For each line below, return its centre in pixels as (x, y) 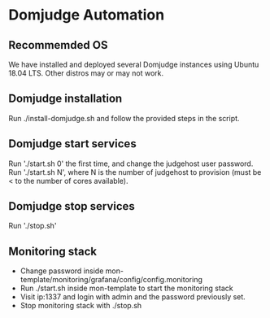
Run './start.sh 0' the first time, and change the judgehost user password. (131, 163)
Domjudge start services (72, 144)
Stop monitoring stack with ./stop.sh (81, 306)
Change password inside (62, 271)
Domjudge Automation (87, 15)
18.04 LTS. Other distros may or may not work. (86, 73)
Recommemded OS (58, 45)
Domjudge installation (65, 99)
